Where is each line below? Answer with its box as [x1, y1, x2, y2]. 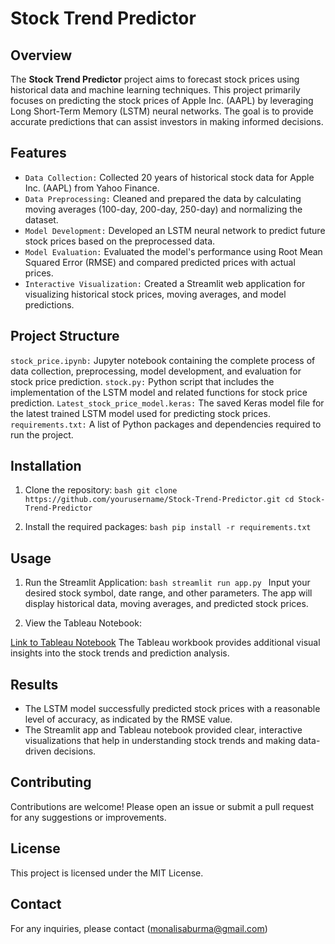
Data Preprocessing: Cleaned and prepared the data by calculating [24, 192, 302, 204]
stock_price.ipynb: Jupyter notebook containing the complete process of [10, 354, 316, 366]
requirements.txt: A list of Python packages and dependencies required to [10, 418, 322, 430]
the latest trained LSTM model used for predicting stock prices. [10, 407, 271, 419]
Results [10, 676, 59, 693]
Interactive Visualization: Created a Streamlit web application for [24, 277, 306, 289]
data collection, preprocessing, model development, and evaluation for [10, 365, 302, 377]
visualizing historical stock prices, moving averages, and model [24, 288, 287, 300]
